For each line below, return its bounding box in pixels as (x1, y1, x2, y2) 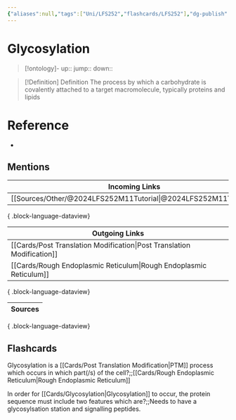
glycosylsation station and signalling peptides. (7, 404, 141, 413)
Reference (7, 117, 69, 133)
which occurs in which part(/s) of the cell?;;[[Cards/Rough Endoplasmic (7, 369, 214, 377)
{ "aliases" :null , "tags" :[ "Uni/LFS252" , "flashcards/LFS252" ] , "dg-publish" (7, 10, 228, 18)
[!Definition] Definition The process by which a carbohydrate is (24, 78, 206, 86)
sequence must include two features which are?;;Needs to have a (7, 397, 197, 406)
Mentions (7, 161, 51, 173)
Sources (11, 304, 40, 314)
